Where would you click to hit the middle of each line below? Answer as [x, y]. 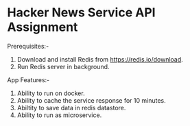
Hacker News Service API [81, 13]
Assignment [43, 27]
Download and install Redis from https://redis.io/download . [100, 59]
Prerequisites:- [28, 46]
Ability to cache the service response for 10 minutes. [91, 100]
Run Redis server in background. [63, 66]
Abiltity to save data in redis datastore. [71, 108]
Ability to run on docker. [51, 93]
